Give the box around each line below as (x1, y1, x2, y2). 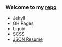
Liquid (12, 26, 26, 32)
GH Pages (12, 20, 34, 26)
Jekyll (12, 15, 25, 21)
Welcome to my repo (5, 4, 57, 11)
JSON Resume (12, 36, 43, 42)
